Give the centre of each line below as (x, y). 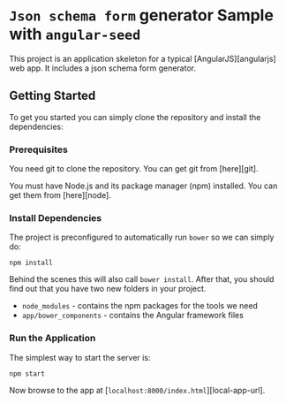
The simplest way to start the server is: (80, 357)
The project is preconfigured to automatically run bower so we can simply (142, 237)
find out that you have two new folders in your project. (108, 289)
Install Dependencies (56, 217)
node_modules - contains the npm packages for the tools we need (140, 306)
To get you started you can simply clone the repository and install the (135, 117)
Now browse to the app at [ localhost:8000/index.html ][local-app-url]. (137, 390)
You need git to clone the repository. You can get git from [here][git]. (134, 169)
